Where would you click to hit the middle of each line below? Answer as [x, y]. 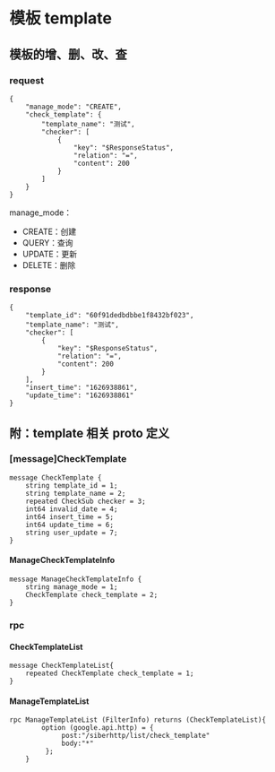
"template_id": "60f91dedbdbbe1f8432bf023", [110, 316]
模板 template [60, 18]
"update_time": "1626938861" [80, 395]
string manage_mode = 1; [72, 587]
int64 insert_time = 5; [70, 516]
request [27, 80]
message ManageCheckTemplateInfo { [76, 579]
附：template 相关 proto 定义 [90, 433]
